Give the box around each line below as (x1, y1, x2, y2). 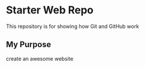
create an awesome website (6, 55, 74, 62)
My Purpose (6, 40, 51, 50)
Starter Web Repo (6, 3, 94, 17)
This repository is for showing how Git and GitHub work (6, 23, 139, 30)
